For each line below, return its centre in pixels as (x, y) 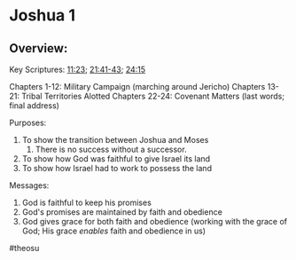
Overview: (39, 48)
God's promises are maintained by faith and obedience (122, 212)
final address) (35, 106)
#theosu (24, 248)
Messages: (29, 185)
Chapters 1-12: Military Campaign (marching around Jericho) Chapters (137, 87)
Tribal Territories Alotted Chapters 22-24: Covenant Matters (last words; (153, 96)
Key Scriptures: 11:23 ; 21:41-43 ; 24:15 (78, 69)
